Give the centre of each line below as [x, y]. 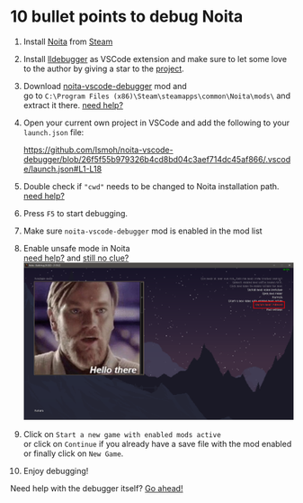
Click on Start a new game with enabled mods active [122, 434]
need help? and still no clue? [76, 258]
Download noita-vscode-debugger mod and [105, 86]
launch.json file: [53, 132]
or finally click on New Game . [73, 453]
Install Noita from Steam [68, 41]
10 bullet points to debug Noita [127, 17]
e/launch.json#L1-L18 [62, 169]
